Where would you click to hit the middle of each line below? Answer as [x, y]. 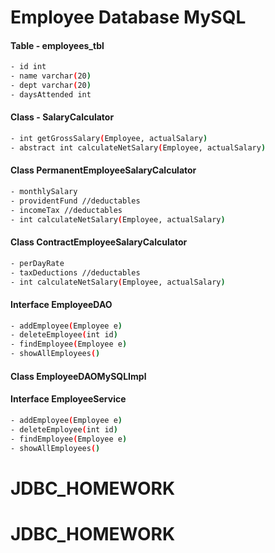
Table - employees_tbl [57, 45]
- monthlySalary [44, 192]
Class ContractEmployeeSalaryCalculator [99, 242]
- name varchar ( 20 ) [51, 76]
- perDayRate [37, 263]
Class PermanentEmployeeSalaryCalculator [103, 170]
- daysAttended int [51, 95]
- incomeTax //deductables [66, 210]
